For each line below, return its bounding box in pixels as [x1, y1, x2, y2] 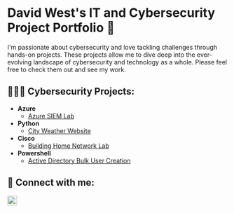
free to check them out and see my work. [7, 65, 126, 74]
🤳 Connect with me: [7, 177, 95, 188]
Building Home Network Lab [27, 142, 110, 150]
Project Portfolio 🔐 [7, 20, 116, 36]
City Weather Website [27, 126, 91, 135]
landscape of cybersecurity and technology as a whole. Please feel [33, 57, 228, 66]
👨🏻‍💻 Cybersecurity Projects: [7, 85, 135, 97]
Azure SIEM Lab [27, 111, 75, 120]
